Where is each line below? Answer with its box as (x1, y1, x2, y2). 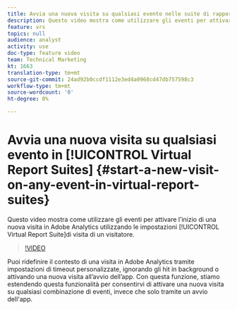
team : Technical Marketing (7, 56, 87, 63)
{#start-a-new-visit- (96, 162, 220, 178)
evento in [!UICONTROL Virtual (7, 147, 192, 163)
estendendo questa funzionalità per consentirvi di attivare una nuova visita (7, 280, 224, 288)
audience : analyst (7, 37, 61, 44)
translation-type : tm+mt (7, 69, 80, 76)
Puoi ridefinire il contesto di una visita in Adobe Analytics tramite (7, 257, 195, 266)
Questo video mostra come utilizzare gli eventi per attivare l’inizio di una (7, 215, 217, 223)
